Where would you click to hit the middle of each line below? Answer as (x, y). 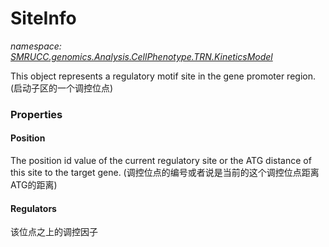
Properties (36, 114)
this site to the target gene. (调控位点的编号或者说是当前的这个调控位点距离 (165, 173)
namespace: (36, 46)
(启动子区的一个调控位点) (62, 88)
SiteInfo (43, 18)
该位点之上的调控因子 (54, 232)
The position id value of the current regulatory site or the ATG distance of (161, 161)
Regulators (33, 208)
